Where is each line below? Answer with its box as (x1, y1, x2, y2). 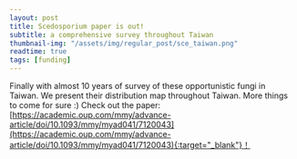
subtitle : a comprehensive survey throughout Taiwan (9, 30, 214, 39)
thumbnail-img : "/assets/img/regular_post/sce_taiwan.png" (9, 38, 239, 48)
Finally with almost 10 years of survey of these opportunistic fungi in (9, 81, 266, 91)
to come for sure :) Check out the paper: (9, 100, 161, 110)
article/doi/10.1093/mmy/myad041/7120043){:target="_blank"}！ (9, 140, 251, 150)
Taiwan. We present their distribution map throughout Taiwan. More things (9, 90, 289, 101)
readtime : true (9, 47, 67, 56)
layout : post (9, 13, 59, 23)
